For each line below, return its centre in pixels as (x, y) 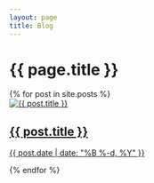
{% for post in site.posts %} (60, 94)
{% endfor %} (35, 171)
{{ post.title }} (49, 131)
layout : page (33, 17)
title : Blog (31, 26)
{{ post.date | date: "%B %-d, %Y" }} (77, 153)
